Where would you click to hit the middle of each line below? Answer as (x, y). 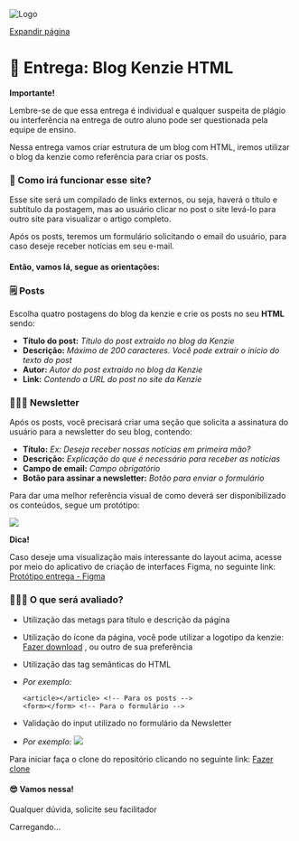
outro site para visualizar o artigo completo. (90, 219)
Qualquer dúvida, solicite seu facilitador (83, 809)
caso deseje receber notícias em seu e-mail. (92, 246)
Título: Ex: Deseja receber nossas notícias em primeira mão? (136, 449)
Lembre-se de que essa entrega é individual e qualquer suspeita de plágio (148, 110)
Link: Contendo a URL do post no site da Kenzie (112, 379)
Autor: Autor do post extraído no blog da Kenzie (112, 369)
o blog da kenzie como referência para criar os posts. (109, 156)
